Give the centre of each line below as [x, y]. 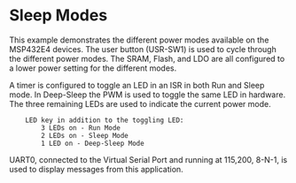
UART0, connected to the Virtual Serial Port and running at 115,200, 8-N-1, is [148, 159]
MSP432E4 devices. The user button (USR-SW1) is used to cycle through [143, 49]
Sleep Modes [58, 15]
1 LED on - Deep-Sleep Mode [93, 143]
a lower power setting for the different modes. [93, 68]
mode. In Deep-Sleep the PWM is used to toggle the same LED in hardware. [148, 95]
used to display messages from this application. [96, 169]
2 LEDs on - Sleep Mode [85, 135]
